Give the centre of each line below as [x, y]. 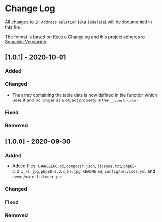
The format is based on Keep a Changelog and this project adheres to [75, 37]
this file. [13, 27]
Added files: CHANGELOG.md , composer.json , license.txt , [67, 166]
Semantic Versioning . [26, 41]
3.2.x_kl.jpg [25, 172]
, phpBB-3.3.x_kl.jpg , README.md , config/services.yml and [97, 171]
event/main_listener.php [37, 177]
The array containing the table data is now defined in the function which [84, 95]
